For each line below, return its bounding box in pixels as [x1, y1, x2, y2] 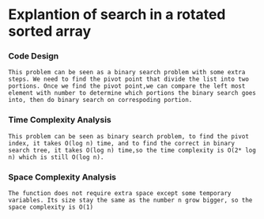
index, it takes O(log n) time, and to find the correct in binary [8, 139, 236, 147]
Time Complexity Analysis [8, 115, 112, 126]
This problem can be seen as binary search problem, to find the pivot [8, 132, 249, 140]
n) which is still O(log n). [8, 153, 104, 161]
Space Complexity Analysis [8, 172, 117, 183]
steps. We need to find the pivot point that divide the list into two [8, 75, 249, 84]
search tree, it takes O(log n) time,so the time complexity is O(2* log [8, 146, 257, 154]
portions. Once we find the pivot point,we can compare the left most [8, 82, 246, 90]
